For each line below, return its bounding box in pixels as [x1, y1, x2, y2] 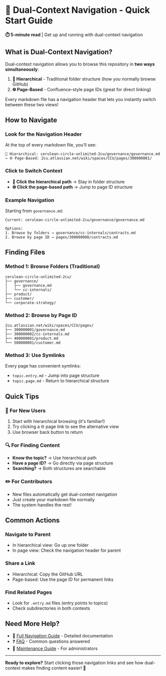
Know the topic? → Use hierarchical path [12, 455, 97, 461]
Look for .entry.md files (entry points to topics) [12, 600, 108, 606]
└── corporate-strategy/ [5, 300, 56, 305]
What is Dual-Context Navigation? [5, 48, 113, 56]
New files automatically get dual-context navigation [12, 491, 118, 497]
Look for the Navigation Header [5, 131, 82, 138]
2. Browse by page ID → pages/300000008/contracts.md [5, 235, 119, 240]
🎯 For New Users [5, 407, 46, 414]
